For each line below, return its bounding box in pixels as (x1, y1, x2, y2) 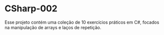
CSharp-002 (4, 3, 58, 14)
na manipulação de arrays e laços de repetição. (4, 24, 102, 30)
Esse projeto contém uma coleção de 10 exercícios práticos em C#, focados (4, 19, 160, 25)
